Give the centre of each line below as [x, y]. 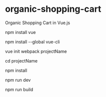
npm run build [19, 89]
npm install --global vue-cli [33, 42]
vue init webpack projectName [36, 51]
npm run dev [18, 80]
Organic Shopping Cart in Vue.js [38, 23]
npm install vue [20, 32]
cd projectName [21, 61]
